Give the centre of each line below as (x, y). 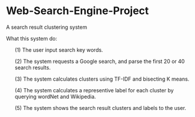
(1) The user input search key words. (59, 50)
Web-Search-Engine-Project (78, 11)
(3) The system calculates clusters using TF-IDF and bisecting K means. (102, 79)
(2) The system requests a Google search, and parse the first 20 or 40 (100, 61)
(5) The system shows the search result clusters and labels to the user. (100, 108)
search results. (33, 67)
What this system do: (32, 38)
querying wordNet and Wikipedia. (55, 96)
